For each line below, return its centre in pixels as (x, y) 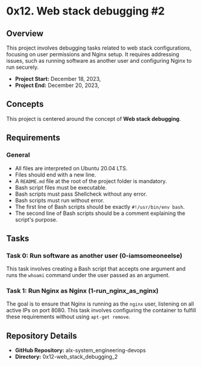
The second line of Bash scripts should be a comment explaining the (100, 213)
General (18, 155)
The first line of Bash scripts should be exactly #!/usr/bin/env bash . (100, 207)
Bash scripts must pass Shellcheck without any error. (81, 194)
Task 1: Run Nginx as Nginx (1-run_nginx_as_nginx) (82, 291)
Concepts (25, 104)
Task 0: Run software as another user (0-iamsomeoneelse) (94, 255)
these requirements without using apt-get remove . (68, 317)
